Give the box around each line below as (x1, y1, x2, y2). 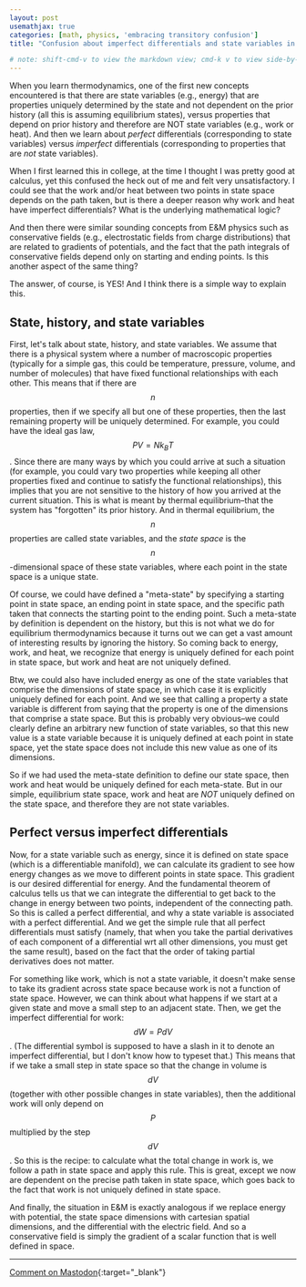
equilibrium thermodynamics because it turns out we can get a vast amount (9, 627, 293, 638)
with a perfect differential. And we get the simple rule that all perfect (9, 917, 266, 928)
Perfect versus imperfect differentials (9, 825, 229, 840)
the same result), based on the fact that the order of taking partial (9, 945, 255, 957)
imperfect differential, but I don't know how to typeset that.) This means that (9, 1050, 296, 1061)
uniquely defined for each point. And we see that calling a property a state (9, 694, 289, 705)
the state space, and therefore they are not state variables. (9, 798, 229, 809)
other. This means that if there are (9, 377, 137, 388)
